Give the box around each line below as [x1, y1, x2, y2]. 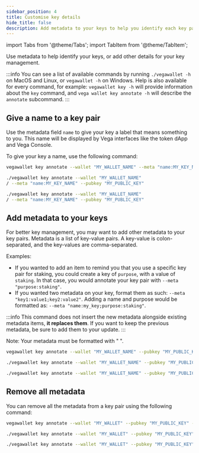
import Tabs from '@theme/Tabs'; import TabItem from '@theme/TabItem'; [6, 41, 188, 49]
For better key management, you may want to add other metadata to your [6, 229, 185, 236]
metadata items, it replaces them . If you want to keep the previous [6, 320, 169, 327]
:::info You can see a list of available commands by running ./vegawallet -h [6, 70, 191, 78]
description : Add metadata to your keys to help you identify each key [6, 25, 187, 31]
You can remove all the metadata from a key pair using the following [6, 402, 172, 409]
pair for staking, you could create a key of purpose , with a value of [14, 271, 176, 278]
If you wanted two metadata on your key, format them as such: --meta [14, 290, 185, 297]
